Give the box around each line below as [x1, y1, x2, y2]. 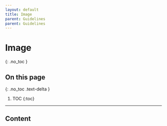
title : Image [5, 12, 32, 17]
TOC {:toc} [12, 96, 35, 101]
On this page [5, 73, 46, 82]
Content [5, 115, 31, 123]
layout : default [5, 7, 39, 12]
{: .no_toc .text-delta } [5, 86, 50, 92]
